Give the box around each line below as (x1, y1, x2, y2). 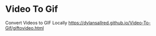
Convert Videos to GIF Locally (5, 20, 68, 26)
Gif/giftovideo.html (5, 25, 44, 31)
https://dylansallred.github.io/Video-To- (68, 20, 151, 26)
